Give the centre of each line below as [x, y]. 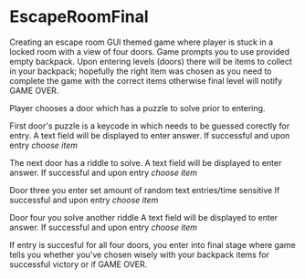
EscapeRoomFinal [79, 17]
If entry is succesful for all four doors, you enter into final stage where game [152, 244]
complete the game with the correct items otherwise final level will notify [146, 80]
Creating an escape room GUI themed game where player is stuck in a [142, 42]
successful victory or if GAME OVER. [79, 264]
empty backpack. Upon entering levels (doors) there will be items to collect [151, 61]
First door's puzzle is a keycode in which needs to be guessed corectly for [150, 126]
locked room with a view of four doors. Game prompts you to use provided [150, 51]
